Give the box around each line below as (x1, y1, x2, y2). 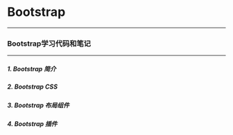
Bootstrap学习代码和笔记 (7, 39, 92, 48)
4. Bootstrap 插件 (7, 119, 58, 128)
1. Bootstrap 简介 (7, 64, 57, 73)
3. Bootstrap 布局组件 (7, 101, 70, 109)
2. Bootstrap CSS (7, 82, 58, 91)
